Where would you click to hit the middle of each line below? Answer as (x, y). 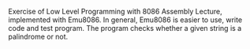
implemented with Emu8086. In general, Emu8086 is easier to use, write (125, 20)
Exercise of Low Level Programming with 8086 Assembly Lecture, (115, 11)
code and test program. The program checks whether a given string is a (125, 28)
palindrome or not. (38, 36)
